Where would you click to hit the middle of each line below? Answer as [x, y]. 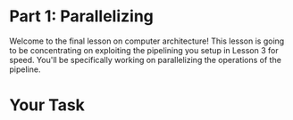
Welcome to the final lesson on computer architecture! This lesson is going [147, 41]
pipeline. [25, 69]
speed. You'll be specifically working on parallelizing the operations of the [145, 60]
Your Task [47, 105]
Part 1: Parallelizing [82, 16]
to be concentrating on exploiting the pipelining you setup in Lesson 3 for [144, 50]
